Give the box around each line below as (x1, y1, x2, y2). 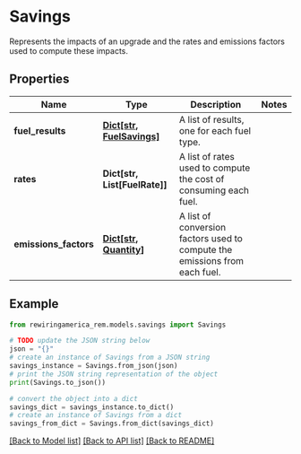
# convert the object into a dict (9, 394, 139, 403)
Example (9, 296, 59, 311)
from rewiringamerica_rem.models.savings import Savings (9, 320, 227, 329)
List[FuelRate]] (102, 178, 168, 190)
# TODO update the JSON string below (9, 336, 150, 345)
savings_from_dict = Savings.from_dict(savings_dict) (9, 419, 215, 428)
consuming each (178, 184, 249, 196)
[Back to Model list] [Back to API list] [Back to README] (9, 435, 215, 446)
